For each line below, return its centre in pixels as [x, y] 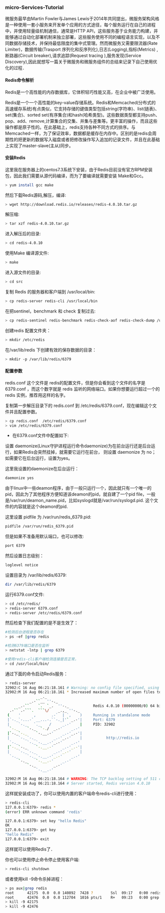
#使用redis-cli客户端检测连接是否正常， [42, 659]
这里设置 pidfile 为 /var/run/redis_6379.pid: [48, 517]
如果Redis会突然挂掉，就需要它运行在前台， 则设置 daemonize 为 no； [85, 452]
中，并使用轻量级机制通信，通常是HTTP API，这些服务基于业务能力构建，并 [82, 31]
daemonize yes [20, 478]
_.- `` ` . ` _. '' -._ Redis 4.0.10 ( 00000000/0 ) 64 [86, 706]
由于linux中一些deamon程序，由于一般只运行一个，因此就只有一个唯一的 [78, 488]
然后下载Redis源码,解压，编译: [36, 195]
